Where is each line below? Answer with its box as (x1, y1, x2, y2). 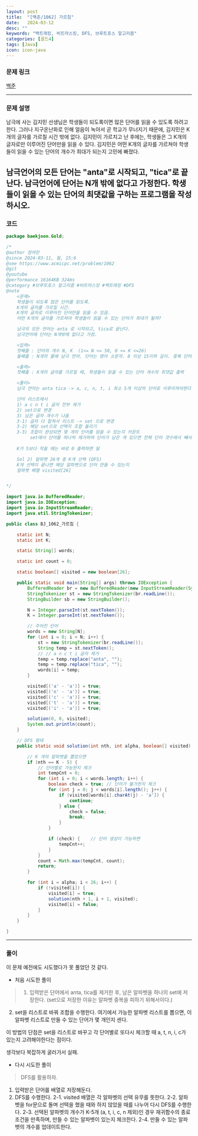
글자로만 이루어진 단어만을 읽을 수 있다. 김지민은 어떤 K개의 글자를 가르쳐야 (6, 141, 178, 148)
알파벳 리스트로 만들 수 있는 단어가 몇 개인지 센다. (14, 1016, 128, 1023)
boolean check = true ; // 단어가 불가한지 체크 (48, 781, 156, 787)
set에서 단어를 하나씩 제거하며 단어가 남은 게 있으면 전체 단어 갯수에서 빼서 (29, 435, 192, 441)
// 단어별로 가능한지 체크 (37, 765, 92, 771)
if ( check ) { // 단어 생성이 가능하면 (48, 836, 140, 842)
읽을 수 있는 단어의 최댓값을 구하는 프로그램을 (22, 189, 176, 199)
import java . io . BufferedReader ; (6, 494, 85, 500)
